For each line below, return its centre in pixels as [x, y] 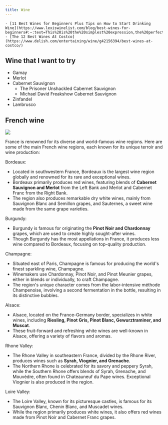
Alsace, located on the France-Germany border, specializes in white [82, 315]
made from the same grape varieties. [50, 209]
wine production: [22, 152]
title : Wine [17, 10]
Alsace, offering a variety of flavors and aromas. [62, 336]
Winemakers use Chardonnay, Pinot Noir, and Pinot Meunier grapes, [82, 274]
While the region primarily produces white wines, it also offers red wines [87, 412]
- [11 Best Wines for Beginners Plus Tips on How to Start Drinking [78, 23]
